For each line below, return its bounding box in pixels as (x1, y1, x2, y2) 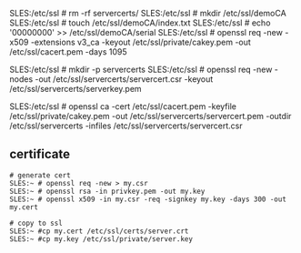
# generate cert (9, 170, 71, 180)
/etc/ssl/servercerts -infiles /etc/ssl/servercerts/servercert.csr (9, 120, 243, 131)
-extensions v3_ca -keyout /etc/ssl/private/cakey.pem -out (30, 36, 252, 47)
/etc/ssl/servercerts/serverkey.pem (9, 84, 143, 94)
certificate (9, 147, 71, 162)
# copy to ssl (9, 218, 64, 228)
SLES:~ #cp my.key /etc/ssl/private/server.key (9, 234, 194, 244)
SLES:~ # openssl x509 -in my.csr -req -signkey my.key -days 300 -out (9, 195, 286, 204)
